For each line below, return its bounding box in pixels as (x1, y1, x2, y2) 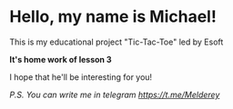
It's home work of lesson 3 (9, 54, 112, 64)
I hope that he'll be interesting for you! (9, 71, 153, 83)
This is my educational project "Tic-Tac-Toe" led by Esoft (9, 36, 224, 47)
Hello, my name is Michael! (9, 6, 217, 27)
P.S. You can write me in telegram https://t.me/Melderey (9, 89, 220, 100)
